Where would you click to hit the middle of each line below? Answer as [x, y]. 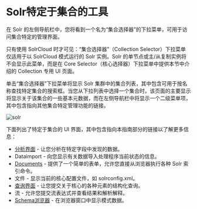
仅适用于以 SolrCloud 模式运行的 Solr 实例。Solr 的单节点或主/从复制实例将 [96, 56]
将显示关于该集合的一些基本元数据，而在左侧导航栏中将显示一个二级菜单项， [98, 98]
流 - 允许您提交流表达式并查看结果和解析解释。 [71, 193]
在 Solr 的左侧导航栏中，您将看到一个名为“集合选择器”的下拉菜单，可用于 [94, 29]
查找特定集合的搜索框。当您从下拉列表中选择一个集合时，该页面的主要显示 [101, 91]
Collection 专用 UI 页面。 [47, 71]
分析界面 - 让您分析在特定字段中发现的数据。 [69, 149]
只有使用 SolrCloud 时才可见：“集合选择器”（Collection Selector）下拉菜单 [96, 49]
